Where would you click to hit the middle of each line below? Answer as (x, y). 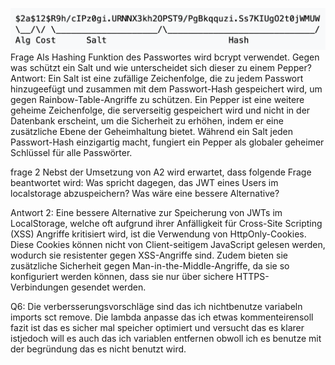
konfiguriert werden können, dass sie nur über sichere (122, 277)
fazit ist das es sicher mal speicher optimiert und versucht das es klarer (157, 328)
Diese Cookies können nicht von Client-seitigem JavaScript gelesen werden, (168, 245)
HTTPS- (252, 277)
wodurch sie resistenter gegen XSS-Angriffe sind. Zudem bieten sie (149, 255)
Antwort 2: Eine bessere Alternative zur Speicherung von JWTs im (146, 213)
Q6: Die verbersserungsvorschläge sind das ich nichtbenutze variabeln (156, 307)
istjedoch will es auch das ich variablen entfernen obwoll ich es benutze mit (166, 339)
